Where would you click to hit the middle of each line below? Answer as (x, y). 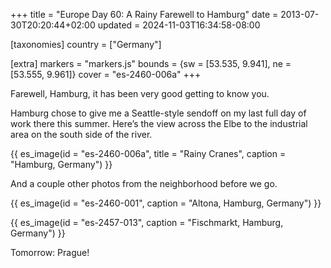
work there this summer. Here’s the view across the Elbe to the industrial (159, 123)
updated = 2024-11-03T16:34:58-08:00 (179, 25)
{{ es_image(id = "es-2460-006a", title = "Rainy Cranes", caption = (148, 153)
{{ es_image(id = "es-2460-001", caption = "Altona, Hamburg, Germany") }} (166, 203)
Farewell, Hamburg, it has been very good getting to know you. (140, 93)
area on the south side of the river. (81, 134)
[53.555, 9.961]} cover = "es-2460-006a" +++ (106, 74)
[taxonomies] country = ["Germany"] (86, 44)
